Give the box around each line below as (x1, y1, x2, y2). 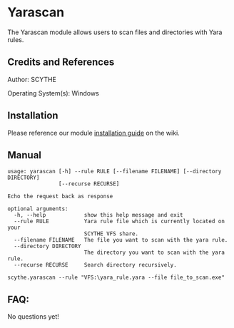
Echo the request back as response (7, 193, 113, 200)
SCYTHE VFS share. (83, 230, 139, 237)
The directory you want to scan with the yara (83, 249, 225, 257)
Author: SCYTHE (7, 75, 57, 83)
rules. (7, 35, 24, 43)
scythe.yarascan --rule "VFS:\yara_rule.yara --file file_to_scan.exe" (7, 274, 225, 282)
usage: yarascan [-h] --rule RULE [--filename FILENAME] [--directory (7, 168, 222, 175)
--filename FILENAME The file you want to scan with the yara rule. (14, 237, 228, 244)
